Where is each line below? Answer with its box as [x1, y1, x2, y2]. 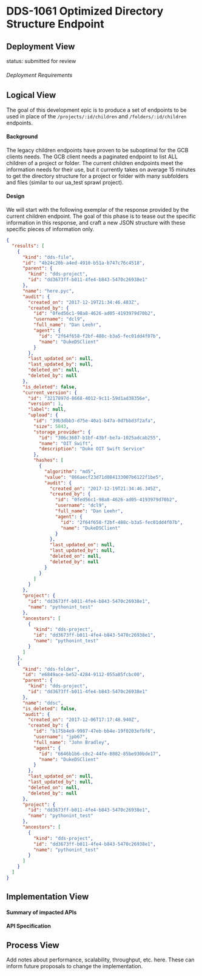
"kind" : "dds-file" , [22, 254, 75, 260]
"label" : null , [28, 407, 67, 413]
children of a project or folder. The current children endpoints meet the [6, 159, 183, 166]
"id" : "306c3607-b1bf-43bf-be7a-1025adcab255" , [38, 435, 162, 441]
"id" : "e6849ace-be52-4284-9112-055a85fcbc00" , [22, 672, 146, 678]
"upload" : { [28, 412, 59, 418]
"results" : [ [12, 243, 45, 249]
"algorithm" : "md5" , [44, 469, 96, 475]
